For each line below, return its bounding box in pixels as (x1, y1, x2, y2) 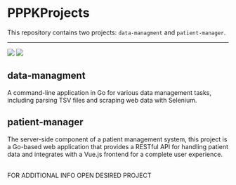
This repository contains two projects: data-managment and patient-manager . (7, 28, 226, 37)
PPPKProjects (7, 5, 90, 21)
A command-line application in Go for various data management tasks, (7, 88, 212, 96)
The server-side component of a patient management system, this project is (7, 135, 228, 143)
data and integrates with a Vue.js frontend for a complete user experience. (7, 150, 223, 158)
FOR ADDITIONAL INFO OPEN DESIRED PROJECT (7, 171, 152, 179)
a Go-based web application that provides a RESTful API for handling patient (7, 142, 228, 151)
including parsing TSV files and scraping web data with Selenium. (7, 96, 197, 104)
